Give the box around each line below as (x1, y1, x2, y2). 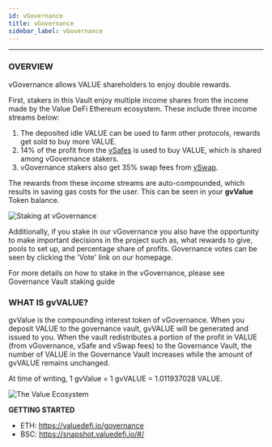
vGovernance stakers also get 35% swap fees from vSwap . (19, 162, 219, 172)
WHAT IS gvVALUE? (8, 297, 89, 308)
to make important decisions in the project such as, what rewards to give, (8, 235, 253, 245)
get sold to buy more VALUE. (19, 137, 117, 146)
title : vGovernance (8, 19, 74, 27)
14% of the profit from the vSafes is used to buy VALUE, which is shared (19, 145, 261, 154)
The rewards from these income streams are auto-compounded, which (8, 178, 245, 188)
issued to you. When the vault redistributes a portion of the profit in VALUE (8, 332, 257, 342)
